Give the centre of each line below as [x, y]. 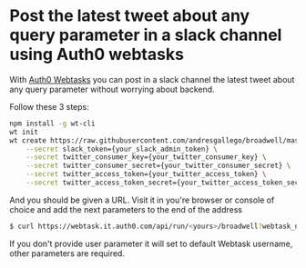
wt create [28, 140]
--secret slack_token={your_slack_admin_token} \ [122, 149]
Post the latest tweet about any [130, 16]
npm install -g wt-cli [52, 124]
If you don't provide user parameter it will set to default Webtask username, [151, 243]
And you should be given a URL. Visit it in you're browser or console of [142, 200]
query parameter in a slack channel [146, 35]
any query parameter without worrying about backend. [112, 89]
